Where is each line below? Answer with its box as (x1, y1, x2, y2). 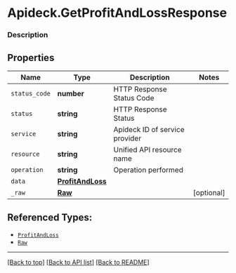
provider (113, 133, 142, 143)
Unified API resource (113, 145, 182, 154)
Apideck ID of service (113, 124, 185, 134)
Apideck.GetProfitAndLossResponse (7, 5, 227, 21)
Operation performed (113, 165, 184, 175)
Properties (7, 51, 55, 64)
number (57, 88, 84, 98)
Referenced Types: (7, 212, 93, 224)
